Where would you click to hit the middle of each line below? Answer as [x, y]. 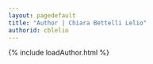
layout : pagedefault [42, 15]
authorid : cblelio [38, 30]
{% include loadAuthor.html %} [59, 53]
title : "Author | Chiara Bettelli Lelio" [78, 23]
